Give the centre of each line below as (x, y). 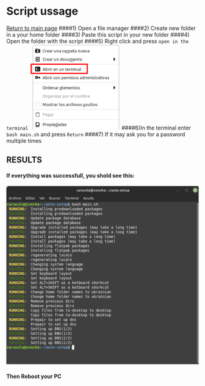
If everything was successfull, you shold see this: (71, 175)
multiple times (24, 140)
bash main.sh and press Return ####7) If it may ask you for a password (96, 134)
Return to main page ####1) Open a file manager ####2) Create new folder (101, 28)
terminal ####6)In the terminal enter (99, 128)
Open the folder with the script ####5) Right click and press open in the (98, 41)
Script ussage (42, 11)
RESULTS (24, 160)
